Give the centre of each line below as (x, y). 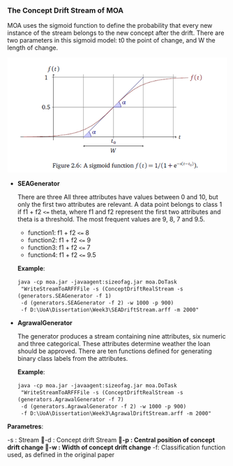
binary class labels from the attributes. (73, 359)
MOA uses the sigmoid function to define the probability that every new (110, 26)
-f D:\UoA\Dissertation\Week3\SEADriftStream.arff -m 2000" (110, 310)
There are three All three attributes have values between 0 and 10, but (118, 197)
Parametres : (25, 426)
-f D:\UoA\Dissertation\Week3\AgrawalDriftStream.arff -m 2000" (116, 414)
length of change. (32, 48)
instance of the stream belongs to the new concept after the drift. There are (116, 33)
